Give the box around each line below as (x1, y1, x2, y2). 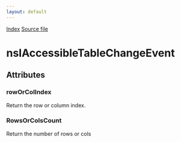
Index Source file (6, 25, 48, 32)
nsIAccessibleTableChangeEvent (6, 46, 176, 60)
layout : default (6, 8, 47, 15)
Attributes (6, 70, 45, 80)
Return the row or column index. (6, 101, 86, 108)
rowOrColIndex (6, 88, 52, 96)
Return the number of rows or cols (6, 130, 91, 137)
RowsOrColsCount (6, 116, 62, 125)
